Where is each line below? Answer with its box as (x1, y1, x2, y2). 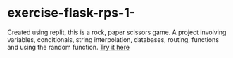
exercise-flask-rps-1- (7, 5, 136, 21)
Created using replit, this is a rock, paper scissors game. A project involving (7, 28, 227, 36)
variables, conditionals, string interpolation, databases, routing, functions (7, 35, 220, 43)
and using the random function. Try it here (7, 43, 130, 51)
